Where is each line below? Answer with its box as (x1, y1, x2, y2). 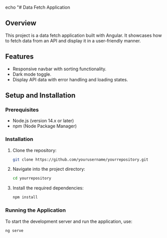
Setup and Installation (5, 91, 76, 100)
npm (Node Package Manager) (12, 123, 77, 129)
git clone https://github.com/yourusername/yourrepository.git (12, 157, 149, 162)
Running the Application (5, 207, 66, 214)
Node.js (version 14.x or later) (12, 118, 74, 124)
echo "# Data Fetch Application (5, 5, 71, 10)
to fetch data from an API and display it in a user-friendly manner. (5, 37, 141, 43)
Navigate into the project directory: (12, 166, 86, 172)
